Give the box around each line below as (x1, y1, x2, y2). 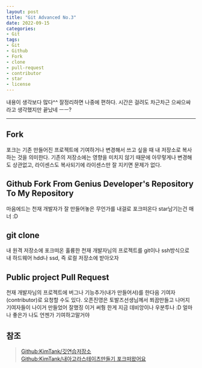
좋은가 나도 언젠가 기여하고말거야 (12, 312, 90, 319)
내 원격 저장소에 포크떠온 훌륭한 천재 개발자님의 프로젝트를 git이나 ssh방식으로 (6, 247, 190, 254)
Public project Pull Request (6, 272, 109, 282)
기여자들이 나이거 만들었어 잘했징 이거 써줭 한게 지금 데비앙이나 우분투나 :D (6, 304, 182, 311)
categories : (6, 25, 36, 32)
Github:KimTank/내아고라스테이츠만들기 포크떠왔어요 (20, 355, 146, 363)
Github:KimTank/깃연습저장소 (20, 348, 91, 355)
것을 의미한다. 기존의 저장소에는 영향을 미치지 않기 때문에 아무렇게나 (17, 154, 176, 161)
